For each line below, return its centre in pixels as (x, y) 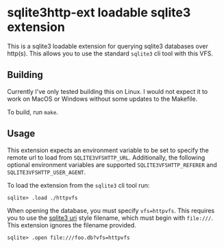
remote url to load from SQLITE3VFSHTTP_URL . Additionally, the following (106, 157)
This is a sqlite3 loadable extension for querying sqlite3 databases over (108, 46)
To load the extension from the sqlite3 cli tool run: (78, 185)
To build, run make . (33, 112)
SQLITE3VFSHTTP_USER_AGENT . (47, 172)
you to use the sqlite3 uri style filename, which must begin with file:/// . (110, 218)
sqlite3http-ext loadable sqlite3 (99, 13)
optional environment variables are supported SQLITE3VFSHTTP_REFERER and (112, 164)
